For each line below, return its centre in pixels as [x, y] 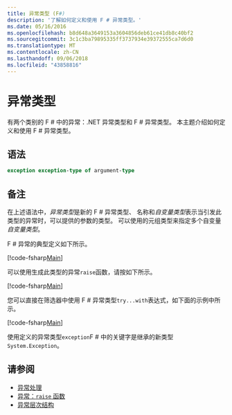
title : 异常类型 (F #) [36, 13]
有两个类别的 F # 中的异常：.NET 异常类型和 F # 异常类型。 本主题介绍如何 [113, 122]
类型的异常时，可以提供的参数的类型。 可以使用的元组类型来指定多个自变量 [114, 221]
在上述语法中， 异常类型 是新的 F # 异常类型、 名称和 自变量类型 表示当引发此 [114, 212]
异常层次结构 [35, 405]
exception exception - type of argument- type [71, 171]
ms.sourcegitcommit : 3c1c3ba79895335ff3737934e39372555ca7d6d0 [100, 39]
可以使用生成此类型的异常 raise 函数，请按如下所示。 [82, 272]
